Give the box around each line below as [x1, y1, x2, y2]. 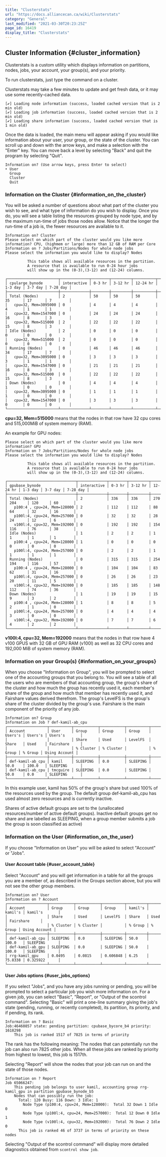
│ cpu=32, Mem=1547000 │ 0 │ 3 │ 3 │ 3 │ [5, 398, 158, 403]
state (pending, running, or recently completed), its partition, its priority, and [5, 1005, 160, 1011]
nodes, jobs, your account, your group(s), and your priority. [5, 67, 126, 73]
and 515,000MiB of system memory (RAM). [5, 421, 93, 426]
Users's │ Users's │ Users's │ [5, 733, 83, 738]
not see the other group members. [5, 883, 75, 889]
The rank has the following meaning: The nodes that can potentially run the [5, 1041, 158, 1047]
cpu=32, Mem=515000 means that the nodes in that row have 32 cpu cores [5, 415, 161, 422]
